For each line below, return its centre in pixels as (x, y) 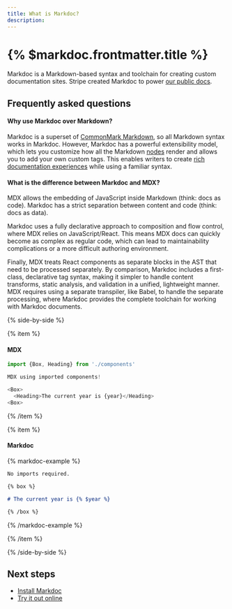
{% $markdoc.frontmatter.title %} (108, 55)
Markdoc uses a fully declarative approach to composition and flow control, (116, 226)
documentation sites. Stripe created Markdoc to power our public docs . (110, 82)
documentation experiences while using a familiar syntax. (90, 167)
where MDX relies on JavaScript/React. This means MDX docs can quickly (114, 234)
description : (26, 20)
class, (16, 277)
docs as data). (28, 213)
